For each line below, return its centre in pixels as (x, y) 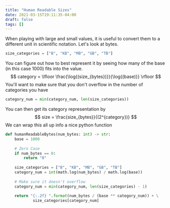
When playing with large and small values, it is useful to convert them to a (83, 39)
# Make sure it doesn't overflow (50, 181)
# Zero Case (27, 148)
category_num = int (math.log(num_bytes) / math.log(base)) (79, 172)
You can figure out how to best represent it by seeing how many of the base (85, 63)
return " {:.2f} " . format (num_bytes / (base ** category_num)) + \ (87, 196)
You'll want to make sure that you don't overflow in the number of (74, 85)
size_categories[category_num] (66, 201)
